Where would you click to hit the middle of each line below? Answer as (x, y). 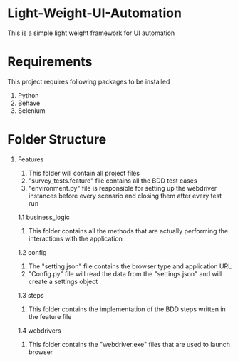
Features (31, 159)
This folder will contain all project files (84, 173)
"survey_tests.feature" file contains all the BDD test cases (113, 181)
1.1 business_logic (43, 217)
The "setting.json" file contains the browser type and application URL (130, 266)
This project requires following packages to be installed (89, 81)
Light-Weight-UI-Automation (94, 13)
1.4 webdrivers (40, 331)
